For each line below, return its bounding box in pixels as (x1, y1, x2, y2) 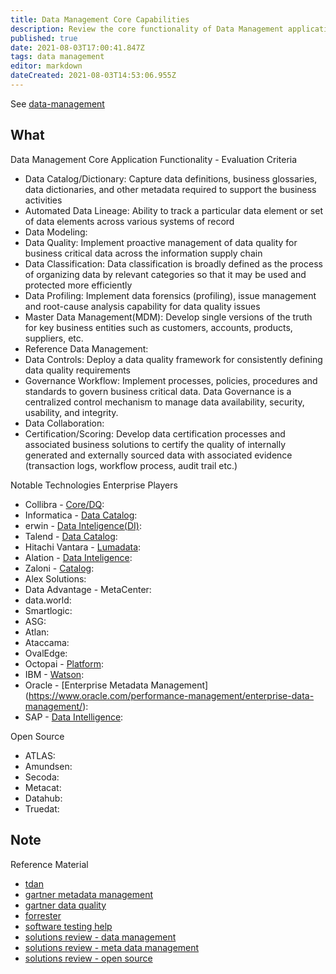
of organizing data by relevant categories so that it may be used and (24, 268, 307, 280)
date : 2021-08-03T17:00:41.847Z (10, 42, 145, 53)
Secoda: (24, 771, 60, 783)
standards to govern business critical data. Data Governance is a (24, 385, 292, 397)
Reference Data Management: (24, 342, 149, 355)
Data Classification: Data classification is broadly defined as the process (24, 257, 323, 270)
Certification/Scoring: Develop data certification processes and (24, 427, 286, 440)
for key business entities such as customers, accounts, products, (24, 321, 293, 333)
